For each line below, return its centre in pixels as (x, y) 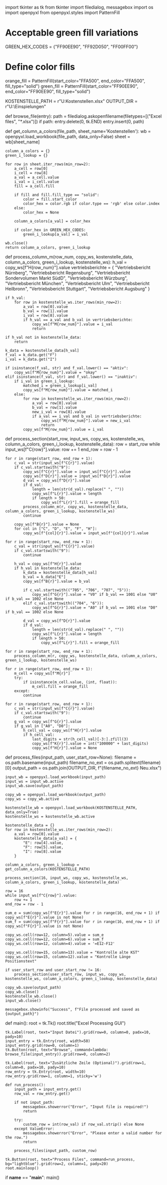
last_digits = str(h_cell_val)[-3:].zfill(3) (80, 739)
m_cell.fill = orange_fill (60, 686)
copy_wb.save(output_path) (33, 987)
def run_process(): (25, 1085)
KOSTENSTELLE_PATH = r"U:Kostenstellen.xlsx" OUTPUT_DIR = (71, 101)
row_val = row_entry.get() (42, 1094)
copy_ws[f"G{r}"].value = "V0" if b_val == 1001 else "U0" (94, 594)
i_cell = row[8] (31, 173)
